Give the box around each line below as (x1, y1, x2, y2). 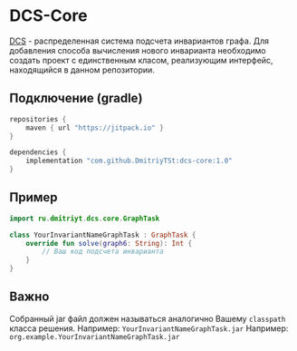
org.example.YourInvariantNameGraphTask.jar (9, 332, 180, 341)
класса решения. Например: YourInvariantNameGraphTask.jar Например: (9, 323, 289, 334)
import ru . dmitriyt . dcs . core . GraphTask (9, 214, 160, 223)
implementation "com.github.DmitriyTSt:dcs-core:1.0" (25, 156, 233, 166)
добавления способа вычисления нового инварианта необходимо (9, 44, 266, 55)
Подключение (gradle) (9, 91, 143, 106)
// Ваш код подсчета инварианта (42, 247, 165, 257)
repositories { (9, 114, 67, 123)
